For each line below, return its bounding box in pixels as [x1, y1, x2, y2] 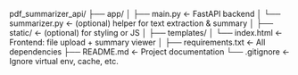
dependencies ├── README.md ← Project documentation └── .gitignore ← [9, 46, 290, 57]
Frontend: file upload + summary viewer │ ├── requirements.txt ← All [9, 37, 266, 47]
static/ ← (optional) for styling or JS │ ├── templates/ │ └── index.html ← [9, 28, 283, 37]
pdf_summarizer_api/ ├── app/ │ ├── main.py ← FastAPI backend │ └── [9, 9, 281, 19]
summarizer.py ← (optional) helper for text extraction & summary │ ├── [9, 18, 274, 29]
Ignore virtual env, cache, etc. [9, 56, 119, 66]
